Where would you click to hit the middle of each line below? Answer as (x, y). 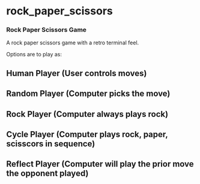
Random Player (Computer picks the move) (88, 94)
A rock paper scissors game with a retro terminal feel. (73, 43)
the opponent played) (47, 174)
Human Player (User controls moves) (77, 73)
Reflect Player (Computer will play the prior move (100, 164)
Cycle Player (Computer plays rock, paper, (87, 135)
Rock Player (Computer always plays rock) (87, 114)
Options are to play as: (34, 55)
